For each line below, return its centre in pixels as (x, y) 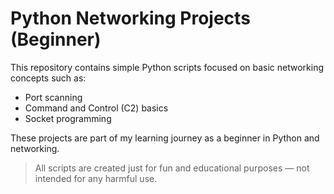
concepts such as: (48, 78)
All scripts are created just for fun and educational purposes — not (172, 168)
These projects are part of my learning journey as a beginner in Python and (165, 138)
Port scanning (53, 97)
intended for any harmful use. (96, 178)
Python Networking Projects (130, 18)
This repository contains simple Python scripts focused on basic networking (167, 67)
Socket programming (68, 118)
